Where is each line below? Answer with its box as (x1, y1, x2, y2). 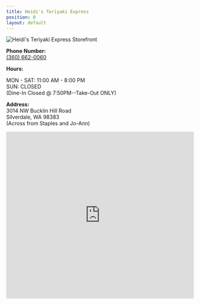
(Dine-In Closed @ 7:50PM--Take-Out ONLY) (6, 90, 117, 97)
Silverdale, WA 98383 (6, 113, 60, 121)
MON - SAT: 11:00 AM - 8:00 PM (6, 77, 85, 84)
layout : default (6, 20, 46, 26)
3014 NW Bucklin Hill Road (6, 107, 71, 115)
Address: (6, 101, 30, 108)
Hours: (6, 65, 24, 72)
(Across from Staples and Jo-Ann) (6, 120, 90, 127)
